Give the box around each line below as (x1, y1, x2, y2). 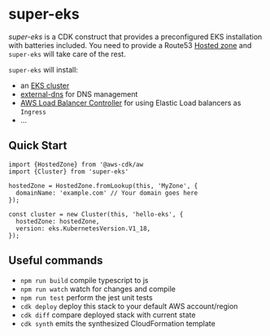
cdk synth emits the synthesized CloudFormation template (20, 318, 216, 328)
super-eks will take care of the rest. (8, 49, 126, 59)
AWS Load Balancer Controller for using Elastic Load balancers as (20, 98, 242, 107)
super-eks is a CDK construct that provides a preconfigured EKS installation (8, 32, 263, 41)
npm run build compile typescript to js (20, 275, 149, 285)
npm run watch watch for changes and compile (20, 284, 176, 294)
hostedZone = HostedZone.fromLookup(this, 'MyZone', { (8, 181, 198, 190)
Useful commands (8, 254, 103, 268)
